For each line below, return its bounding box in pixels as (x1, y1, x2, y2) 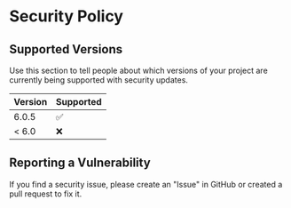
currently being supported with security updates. (9, 75, 189, 85)
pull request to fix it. (9, 188, 83, 199)
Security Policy (9, 6, 124, 27)
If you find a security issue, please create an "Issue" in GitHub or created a (9, 179, 283, 189)
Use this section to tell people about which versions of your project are (9, 65, 268, 76)
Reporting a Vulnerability (9, 156, 151, 171)
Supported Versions (9, 42, 122, 57)
